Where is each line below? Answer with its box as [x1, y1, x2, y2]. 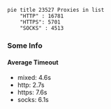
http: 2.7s [17, 81, 45, 90]
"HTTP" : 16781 [20, 12, 64, 19]
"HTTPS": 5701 [20, 19, 61, 26]
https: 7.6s [17, 88, 47, 97]
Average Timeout [7, 58, 59, 66]
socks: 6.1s [17, 96, 49, 104]
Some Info [7, 40, 43, 50]
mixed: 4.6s [17, 74, 51, 82]
